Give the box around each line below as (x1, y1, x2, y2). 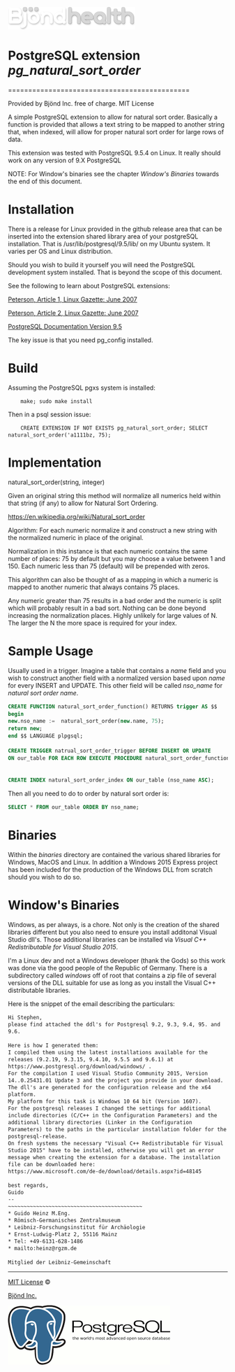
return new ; (8, 725, 43, 733)
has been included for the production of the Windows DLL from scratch (8, 865, 213, 874)
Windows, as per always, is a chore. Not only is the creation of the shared (8, 921, 220, 929)
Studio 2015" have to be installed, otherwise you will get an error (8, 1147, 215, 1154)
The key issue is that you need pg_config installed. (8, 336, 153, 344)
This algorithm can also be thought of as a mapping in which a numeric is (8, 575, 219, 584)
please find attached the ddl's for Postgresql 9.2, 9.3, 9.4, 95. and (8, 1021, 220, 1028)
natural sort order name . (8, 688, 79, 697)
